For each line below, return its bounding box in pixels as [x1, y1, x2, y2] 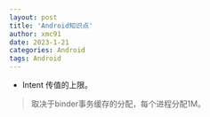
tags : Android [9, 54, 62, 63]
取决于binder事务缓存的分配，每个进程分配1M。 [30, 98, 206, 109]
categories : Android [9, 46, 86, 55]
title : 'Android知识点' [9, 21, 93, 30]
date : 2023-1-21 [9, 37, 69, 47]
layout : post [9, 12, 58, 22]
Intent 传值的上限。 [21, 80, 93, 90]
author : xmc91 [9, 29, 62, 38]
